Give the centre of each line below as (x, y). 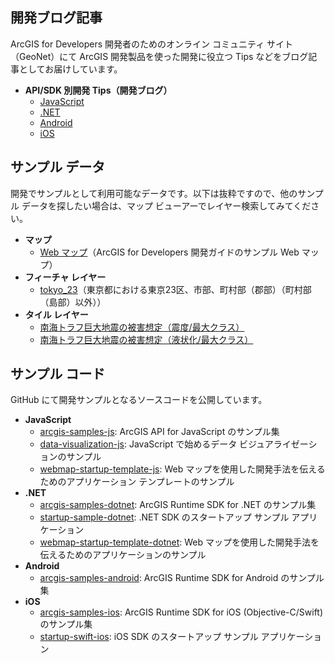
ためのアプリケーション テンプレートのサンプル (137, 482)
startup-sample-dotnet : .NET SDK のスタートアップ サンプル (164, 517)
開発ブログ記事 (56, 18)
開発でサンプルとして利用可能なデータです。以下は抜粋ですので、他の (154, 193)
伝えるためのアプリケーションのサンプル (123, 555)
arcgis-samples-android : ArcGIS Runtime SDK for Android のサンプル (182, 578)
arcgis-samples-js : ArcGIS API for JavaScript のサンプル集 (159, 432)
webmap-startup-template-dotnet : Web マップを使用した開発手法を (179, 542)
